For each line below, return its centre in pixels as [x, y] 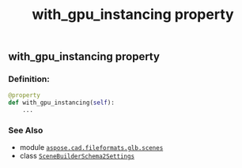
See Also [26, 130]
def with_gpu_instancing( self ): [61, 103]
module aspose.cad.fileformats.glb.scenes [91, 147]
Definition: [29, 79]
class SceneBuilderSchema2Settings [77, 156]
